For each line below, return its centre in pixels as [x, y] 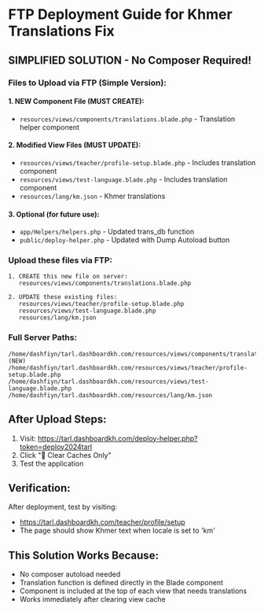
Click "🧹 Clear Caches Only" [65, 455]
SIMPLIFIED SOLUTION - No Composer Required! [130, 60]
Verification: [39, 488]
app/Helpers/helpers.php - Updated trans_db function [107, 232]
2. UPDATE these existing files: [63, 297]
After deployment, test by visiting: [63, 507]
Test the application [51, 463]
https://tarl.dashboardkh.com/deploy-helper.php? [118, 438]
